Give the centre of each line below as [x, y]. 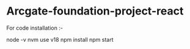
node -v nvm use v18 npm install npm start [60, 39]
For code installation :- [35, 28]
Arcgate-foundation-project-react [95, 11]
